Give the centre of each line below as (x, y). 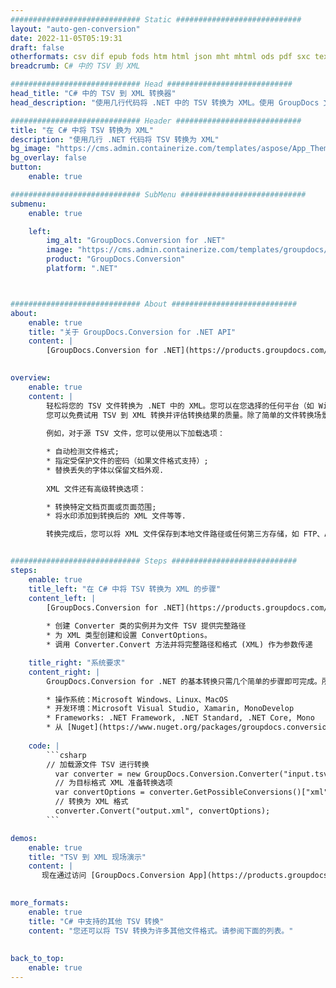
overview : (31, 378)
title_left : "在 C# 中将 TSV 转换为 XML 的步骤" (125, 589)
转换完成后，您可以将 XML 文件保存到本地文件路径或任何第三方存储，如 (173, 534)
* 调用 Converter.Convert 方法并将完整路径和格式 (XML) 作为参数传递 (179, 645)
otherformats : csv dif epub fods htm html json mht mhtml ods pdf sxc (160, 57)
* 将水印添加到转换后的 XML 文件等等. (116, 516)
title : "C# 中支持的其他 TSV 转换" (96, 921)
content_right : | (64, 672)
